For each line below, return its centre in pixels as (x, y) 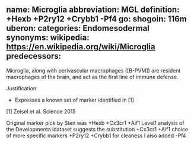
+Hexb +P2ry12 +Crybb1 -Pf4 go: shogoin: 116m (96, 19)
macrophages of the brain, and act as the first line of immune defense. (92, 77)
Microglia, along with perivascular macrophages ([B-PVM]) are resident (93, 70)
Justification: (22, 88)
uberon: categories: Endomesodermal (78, 28)
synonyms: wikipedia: (48, 38)
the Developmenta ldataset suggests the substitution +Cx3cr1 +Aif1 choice (97, 129)
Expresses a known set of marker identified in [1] (74, 100)
